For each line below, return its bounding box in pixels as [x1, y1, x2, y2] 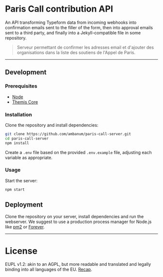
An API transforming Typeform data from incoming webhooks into [5, 19, 137, 25]
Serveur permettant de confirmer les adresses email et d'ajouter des [16, 44, 154, 50]
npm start [5, 187, 25, 192]
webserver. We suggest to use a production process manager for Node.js [5, 219, 152, 225]
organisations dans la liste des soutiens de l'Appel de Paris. [16, 50, 136, 55]
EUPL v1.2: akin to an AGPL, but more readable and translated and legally [5, 261, 151, 267]
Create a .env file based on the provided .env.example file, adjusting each [5, 149, 152, 155]
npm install [5, 140, 29, 145]
